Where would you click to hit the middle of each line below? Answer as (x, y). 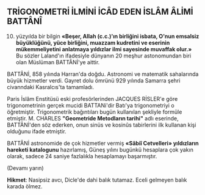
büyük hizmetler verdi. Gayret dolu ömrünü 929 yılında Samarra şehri (94, 80)
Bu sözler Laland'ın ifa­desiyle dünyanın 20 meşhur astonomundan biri (103, 56)
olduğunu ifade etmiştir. (37, 131)
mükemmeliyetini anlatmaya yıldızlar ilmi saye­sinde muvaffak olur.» (104, 49)
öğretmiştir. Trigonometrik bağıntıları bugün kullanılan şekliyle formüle (95, 112)
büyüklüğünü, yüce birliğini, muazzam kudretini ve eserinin (93, 42)
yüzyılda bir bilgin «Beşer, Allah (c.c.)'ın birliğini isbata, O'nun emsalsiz (107, 36)
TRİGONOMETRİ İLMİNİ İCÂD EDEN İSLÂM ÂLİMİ (100, 12)
